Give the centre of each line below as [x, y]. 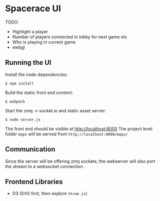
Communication [30, 149]
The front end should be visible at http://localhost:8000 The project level [79, 128]
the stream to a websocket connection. [45, 166]
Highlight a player [30, 31]
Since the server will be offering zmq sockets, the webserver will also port [80, 161]
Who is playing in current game [44, 42]
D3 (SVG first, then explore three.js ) [50, 194]
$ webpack [15, 101]
